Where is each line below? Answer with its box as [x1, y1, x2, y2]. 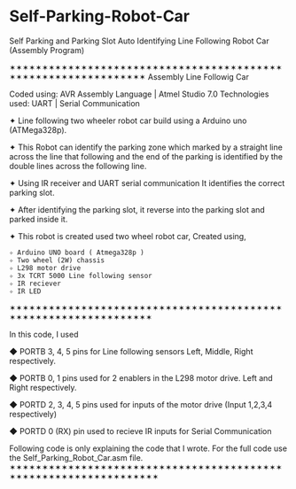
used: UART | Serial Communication [9, 97, 140, 108]
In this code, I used [9, 329, 79, 339]
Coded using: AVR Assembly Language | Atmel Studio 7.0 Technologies [9, 89, 269, 99]
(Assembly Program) [9, 44, 85, 55]
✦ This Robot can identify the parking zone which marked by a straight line [9, 142, 284, 152]
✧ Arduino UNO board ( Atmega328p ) [9, 248, 144, 257]
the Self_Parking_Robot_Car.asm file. [9, 452, 144, 462]
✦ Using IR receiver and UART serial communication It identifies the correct [9, 177, 285, 188]
